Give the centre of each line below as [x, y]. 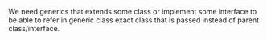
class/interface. [34, 28]
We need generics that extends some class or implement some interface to [133, 12]
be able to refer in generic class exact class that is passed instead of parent [134, 20]
